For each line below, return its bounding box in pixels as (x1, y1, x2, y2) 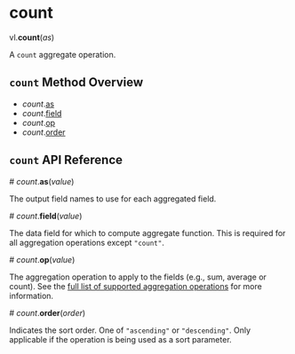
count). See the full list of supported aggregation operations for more (9, 280, 262, 291)
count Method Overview (9, 75, 144, 90)
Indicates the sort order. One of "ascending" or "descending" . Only (9, 325, 251, 335)
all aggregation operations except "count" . (9, 237, 164, 248)
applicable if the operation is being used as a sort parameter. (9, 334, 233, 344)
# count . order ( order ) (9, 307, 86, 318)
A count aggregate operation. (9, 49, 116, 59)
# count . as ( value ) (9, 176, 75, 186)
